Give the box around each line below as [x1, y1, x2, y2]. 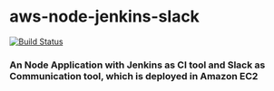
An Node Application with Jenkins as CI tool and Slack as [9, 59, 266, 71]
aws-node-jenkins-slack [9, 6, 200, 27]
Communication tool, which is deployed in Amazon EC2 [9, 69, 259, 82]
